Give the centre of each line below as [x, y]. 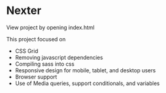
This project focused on [36, 39]
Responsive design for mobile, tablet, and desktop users [85, 70]
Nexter [24, 11]
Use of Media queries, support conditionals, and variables [87, 83]
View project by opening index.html [51, 27]
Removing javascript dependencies [59, 57]
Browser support [36, 77]
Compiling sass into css [45, 64]
